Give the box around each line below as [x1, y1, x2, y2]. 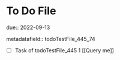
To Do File [6, 4, 56, 18]
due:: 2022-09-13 [6, 24, 50, 31]
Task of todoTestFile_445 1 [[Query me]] [14, 46, 114, 54]
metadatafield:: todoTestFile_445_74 [6, 35, 96, 42]
